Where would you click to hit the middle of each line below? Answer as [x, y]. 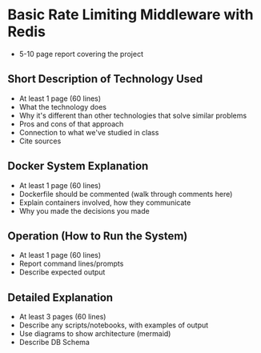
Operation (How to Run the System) [98, 236]
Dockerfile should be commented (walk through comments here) [126, 194]
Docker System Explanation [78, 166]
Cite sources [40, 141]
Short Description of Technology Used [105, 79]
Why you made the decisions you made [84, 211]
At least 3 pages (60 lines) [62, 317]
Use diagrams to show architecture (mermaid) [95, 334]
